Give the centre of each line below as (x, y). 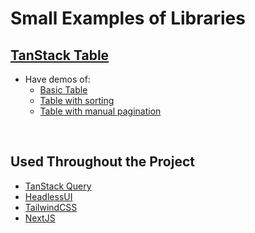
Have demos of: (57, 79)
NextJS (40, 218)
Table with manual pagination (100, 111)
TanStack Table (60, 55)
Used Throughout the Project (102, 162)
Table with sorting (77, 100)
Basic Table (63, 90)
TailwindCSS (51, 207)
